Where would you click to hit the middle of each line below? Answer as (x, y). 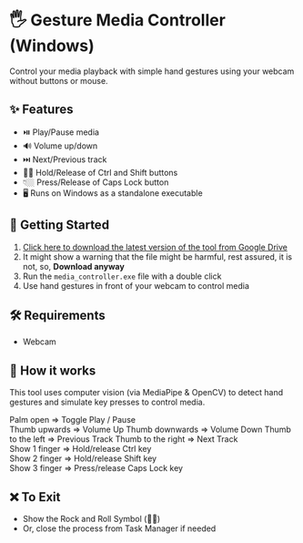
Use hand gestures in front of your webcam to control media (136, 285)
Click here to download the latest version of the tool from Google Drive (155, 247)
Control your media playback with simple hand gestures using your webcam (152, 71)
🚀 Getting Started (60, 225)
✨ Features (41, 110)
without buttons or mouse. (59, 80)
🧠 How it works (53, 370)
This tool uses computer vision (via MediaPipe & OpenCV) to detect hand (146, 393)
